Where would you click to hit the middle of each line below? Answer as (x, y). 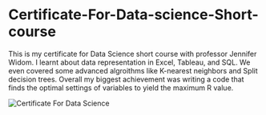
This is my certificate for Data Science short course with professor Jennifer (133, 54)
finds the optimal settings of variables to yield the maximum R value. (121, 87)
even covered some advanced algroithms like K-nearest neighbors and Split (133, 70)
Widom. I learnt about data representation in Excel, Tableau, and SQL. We (129, 62)
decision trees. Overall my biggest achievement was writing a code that (126, 79)
